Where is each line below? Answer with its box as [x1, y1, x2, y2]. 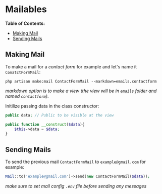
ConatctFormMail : [5, 69, 41, 75]
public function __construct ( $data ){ [5, 122, 85, 127]
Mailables [5, 4, 47, 15]
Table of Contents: [5, 20, 45, 26]
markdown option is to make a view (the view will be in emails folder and [5, 88, 157, 94]
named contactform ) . [5, 93, 49, 99]
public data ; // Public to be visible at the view [5, 112, 114, 118]
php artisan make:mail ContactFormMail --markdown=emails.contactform [5, 79, 157, 84]
